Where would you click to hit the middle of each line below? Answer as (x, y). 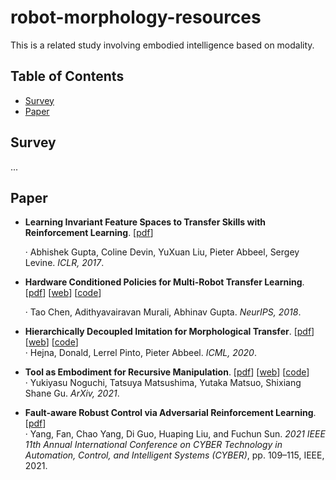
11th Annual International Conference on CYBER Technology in (153, 445)
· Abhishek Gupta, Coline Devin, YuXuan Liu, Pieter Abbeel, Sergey (162, 252)
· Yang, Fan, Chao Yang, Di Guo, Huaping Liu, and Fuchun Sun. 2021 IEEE (175, 434)
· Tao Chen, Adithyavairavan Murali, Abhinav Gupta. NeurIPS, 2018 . (163, 312)
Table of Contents (67, 76)
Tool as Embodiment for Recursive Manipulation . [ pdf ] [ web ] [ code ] (167, 372)
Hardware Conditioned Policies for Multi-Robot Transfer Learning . (164, 282)
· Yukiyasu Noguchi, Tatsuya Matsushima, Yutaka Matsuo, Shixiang (163, 383)
